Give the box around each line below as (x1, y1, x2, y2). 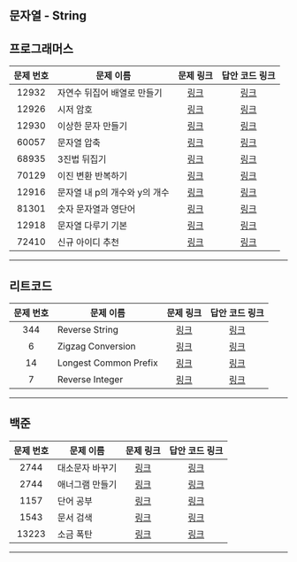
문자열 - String (9, 8, 87, 24)
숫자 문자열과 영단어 (57, 203, 136, 215)
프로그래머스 (9, 41, 73, 56)
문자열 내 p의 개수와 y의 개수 (57, 187, 170, 199)
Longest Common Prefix (57, 357, 158, 369)
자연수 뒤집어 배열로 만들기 (57, 87, 163, 99)
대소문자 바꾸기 (57, 461, 118, 473)
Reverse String (57, 324, 119, 336)
